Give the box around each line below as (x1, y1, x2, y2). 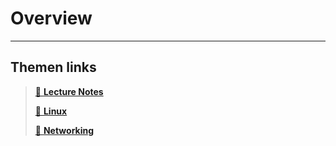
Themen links (10, 59, 97, 76)
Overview (10, 7, 93, 30)
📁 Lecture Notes (34, 85, 104, 97)
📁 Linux (34, 105, 68, 117)
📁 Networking (34, 124, 95, 136)
